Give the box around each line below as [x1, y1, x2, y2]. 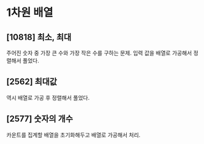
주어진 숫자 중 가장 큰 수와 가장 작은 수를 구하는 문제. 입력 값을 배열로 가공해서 [6, 50, 192, 56]
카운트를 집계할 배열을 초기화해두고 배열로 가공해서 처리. [6, 131, 141, 138]
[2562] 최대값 [6, 77, 57, 87]
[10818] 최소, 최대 [6, 32, 72, 42]
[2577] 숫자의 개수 [6, 114, 74, 124]
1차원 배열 [6, 6, 53, 20]
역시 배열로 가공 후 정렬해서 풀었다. [6, 94, 90, 101]
